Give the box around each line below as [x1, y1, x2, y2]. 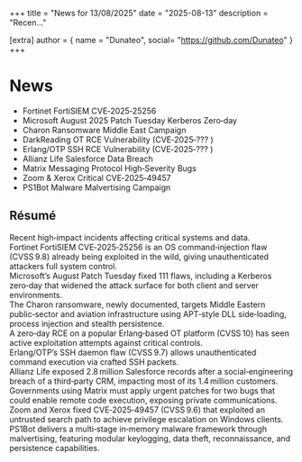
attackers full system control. [9, 260, 117, 271]
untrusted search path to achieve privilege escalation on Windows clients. [9, 413, 284, 424]
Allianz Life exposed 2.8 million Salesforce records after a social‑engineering [9, 366, 294, 376]
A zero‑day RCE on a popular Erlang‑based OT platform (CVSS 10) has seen [9, 328, 290, 339]
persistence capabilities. [9, 442, 101, 453]
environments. [9, 289, 63, 300]
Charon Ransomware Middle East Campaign [22, 124, 187, 135]
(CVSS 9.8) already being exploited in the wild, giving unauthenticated [9, 251, 269, 262]
